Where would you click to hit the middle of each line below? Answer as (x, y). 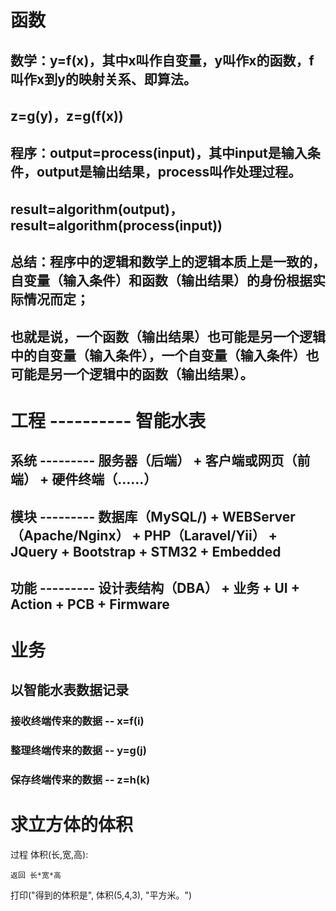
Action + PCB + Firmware (90, 604)
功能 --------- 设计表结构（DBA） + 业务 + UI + (155, 587)
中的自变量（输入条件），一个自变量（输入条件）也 (165, 355)
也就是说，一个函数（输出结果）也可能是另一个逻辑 (168, 336)
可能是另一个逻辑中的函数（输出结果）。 (132, 374)
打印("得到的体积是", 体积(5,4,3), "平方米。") (101, 895)
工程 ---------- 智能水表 (108, 420)
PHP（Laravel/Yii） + (210, 535)
